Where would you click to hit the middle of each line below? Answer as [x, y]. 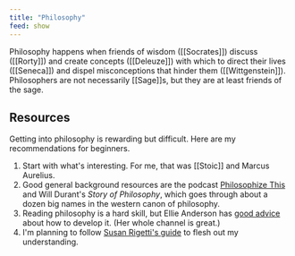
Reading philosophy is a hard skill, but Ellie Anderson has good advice [151, 213]
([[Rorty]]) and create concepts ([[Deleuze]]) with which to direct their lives [147, 61]
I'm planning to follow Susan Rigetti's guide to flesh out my [130, 233]
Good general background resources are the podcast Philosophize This [154, 185]
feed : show [29, 26]
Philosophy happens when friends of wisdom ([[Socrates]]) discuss [134, 51]
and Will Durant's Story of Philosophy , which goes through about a [145, 194]
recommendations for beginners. [70, 149]
